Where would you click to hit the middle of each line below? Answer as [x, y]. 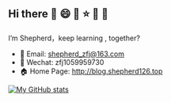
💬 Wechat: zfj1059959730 [62, 62]
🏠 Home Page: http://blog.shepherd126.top [91, 71]
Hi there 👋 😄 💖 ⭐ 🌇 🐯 [58, 14]
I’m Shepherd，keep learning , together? [74, 38]
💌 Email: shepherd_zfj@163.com [72, 54]
